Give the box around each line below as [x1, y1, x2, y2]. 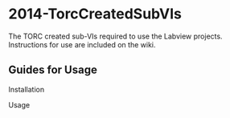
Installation [8, 84, 45, 94]
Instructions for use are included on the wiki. [8, 39, 156, 49]
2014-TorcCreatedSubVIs [8, 5, 183, 23]
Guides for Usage [8, 63, 98, 77]
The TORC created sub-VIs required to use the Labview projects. [8, 31, 223, 41]
